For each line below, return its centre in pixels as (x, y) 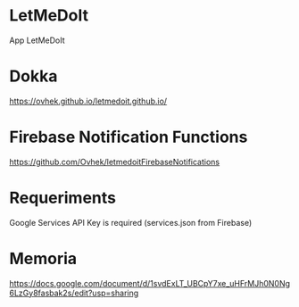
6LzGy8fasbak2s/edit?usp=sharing (74, 293)
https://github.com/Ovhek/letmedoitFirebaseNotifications (115, 162)
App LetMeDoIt (37, 40)
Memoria (43, 258)
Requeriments (62, 198)
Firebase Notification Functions (129, 137)
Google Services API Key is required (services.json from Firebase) (131, 222)
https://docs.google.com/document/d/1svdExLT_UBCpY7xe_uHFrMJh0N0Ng (150, 283)
